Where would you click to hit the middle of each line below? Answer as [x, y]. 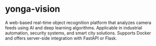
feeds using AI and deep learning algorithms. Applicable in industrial [74, 27]
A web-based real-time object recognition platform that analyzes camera [78, 23]
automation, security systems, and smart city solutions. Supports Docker [78, 33]
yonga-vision [33, 9]
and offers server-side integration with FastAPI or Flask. [61, 38]
